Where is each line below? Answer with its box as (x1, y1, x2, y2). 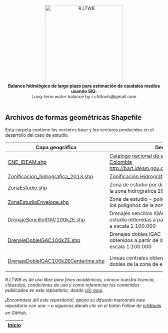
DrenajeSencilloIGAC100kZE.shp (7, 216, 85, 223)
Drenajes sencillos (109, 210, 152, 217)
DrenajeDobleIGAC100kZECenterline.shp (7, 257, 105, 264)
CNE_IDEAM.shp (7, 158, 47, 165)
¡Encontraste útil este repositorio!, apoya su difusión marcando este (5, 297, 145, 303)
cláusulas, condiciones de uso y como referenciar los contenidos (5, 282, 140, 288)
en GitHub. (5, 309, 27, 315)
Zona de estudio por (109, 181, 157, 188)
